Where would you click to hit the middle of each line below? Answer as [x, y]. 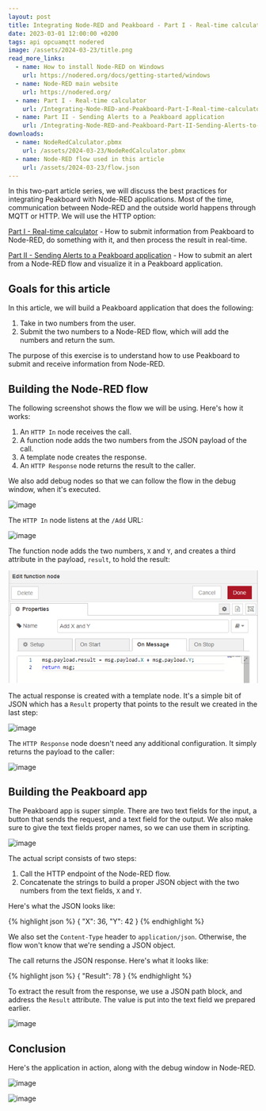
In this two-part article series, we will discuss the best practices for [118, 191]
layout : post [30, 17]
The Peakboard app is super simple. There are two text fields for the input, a [133, 811]
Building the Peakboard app [78, 792]
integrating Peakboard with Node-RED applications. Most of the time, [121, 199]
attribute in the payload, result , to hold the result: [89, 559]
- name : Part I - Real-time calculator [81, 100]
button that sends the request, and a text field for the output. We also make [131, 819]
